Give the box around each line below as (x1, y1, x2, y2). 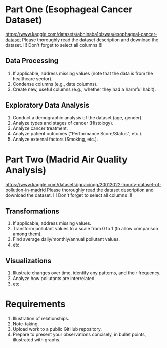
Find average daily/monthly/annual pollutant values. (12, 236, 120, 242)
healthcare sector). (12, 75, 53, 82)
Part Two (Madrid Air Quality (5, 154, 128, 165)
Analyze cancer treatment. (12, 125, 68, 131)
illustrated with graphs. (12, 337, 61, 343)
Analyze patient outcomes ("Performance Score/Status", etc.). (12, 130, 143, 136)
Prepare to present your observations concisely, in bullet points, (12, 331, 146, 338)
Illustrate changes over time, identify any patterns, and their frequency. (12, 270, 161, 276)
